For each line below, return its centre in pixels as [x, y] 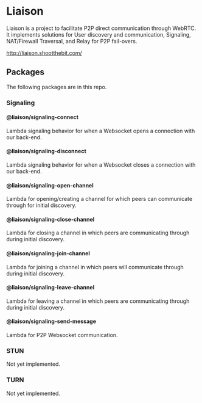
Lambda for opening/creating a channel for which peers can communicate [99, 199]
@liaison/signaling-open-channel [50, 185]
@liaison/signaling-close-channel [50, 219]
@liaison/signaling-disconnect [46, 151]
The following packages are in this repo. [57, 87]
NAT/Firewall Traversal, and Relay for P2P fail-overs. [72, 41]
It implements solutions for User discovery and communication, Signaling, [99, 34]
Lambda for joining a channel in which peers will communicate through [95, 267]
